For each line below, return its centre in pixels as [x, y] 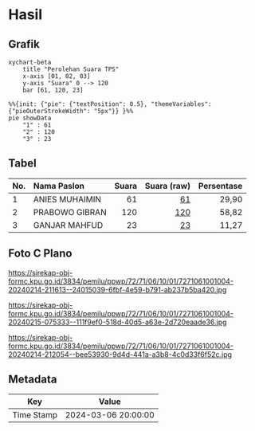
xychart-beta [30, 62]
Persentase [220, 186]
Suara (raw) [168, 186]
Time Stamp [35, 415]
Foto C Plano [40, 254]
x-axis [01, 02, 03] [57, 76]
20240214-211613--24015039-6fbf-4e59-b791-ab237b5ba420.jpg [118, 289]
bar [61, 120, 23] [53, 90]
